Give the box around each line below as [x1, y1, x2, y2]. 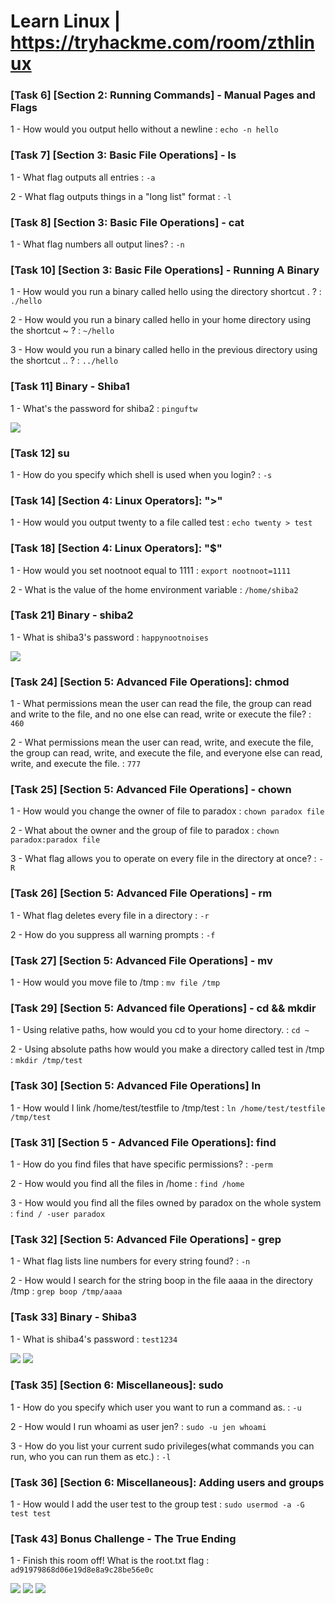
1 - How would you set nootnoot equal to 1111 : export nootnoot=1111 [10, 564, 292, 576]
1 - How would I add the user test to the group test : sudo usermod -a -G [10, 1498, 305, 1510]
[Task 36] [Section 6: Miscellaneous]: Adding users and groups [10, 1475, 325, 1489]
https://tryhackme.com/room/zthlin [10, 31, 316, 54]
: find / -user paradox [10, 1207, 106, 1219]
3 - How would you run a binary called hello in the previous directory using [10, 344, 318, 356]
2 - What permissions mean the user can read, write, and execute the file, [10, 736, 314, 749]
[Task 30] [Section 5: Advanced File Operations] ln [10, 1079, 262, 1093]
